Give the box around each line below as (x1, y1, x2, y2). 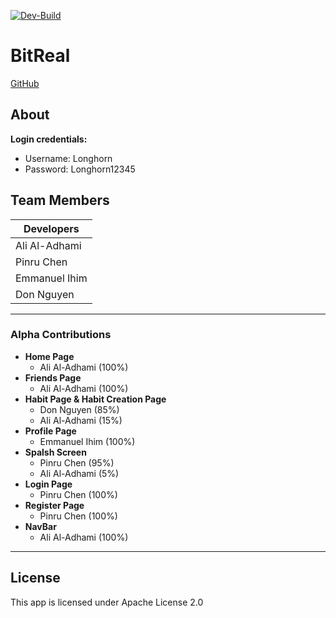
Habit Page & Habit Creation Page (24, 393, 167, 405)
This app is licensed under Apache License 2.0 (10, 596, 204, 608)
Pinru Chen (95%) (39, 456, 115, 469)
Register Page (24, 499, 85, 511)
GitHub (10, 77, 40, 89)
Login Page (24, 478, 73, 490)
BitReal (10, 45, 71, 67)
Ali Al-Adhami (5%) (39, 467, 120, 479)
